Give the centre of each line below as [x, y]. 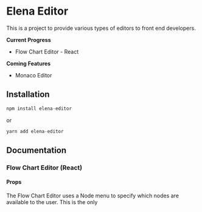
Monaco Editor [33, 75]
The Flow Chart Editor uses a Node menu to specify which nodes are [93, 196]
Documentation [37, 150]
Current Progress [29, 40]
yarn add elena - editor [35, 131]
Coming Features [29, 63]
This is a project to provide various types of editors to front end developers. [101, 28]
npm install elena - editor [39, 108]
